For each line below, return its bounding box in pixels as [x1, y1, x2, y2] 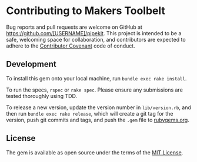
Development [6, 59, 57, 69]
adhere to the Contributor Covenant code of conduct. [6, 42, 135, 49]
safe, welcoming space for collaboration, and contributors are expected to [6, 36, 186, 43]
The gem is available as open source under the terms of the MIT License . [6, 148, 183, 156]
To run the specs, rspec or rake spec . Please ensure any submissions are [6, 86, 183, 93]
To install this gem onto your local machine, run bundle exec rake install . [6, 75, 187, 82]
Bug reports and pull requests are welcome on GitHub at [6, 23, 143, 31]
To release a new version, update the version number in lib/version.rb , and [6, 104, 191, 111]
